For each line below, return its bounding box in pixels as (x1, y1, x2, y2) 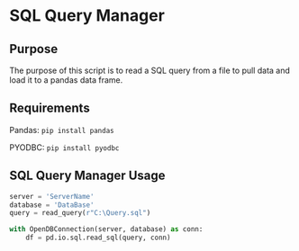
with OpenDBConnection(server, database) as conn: (9, 225, 204, 234)
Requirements (9, 101, 90, 116)
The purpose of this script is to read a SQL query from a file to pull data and (9, 65, 291, 76)
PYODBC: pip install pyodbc (9, 141, 120, 153)
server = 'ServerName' (9, 192, 95, 201)
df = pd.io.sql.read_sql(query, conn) (25, 233, 171, 243)
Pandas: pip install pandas (9, 124, 114, 135)
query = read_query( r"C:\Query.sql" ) (9, 209, 151, 218)
